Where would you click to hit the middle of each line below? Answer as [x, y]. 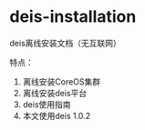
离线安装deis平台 [55, 93]
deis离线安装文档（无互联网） [65, 43]
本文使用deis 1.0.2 [57, 115]
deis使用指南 [47, 104]
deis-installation [73, 17]
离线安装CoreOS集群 [62, 81]
